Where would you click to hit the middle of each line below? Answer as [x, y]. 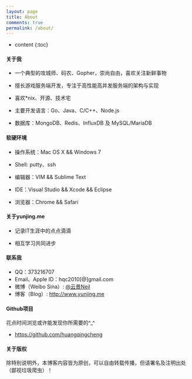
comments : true [25, 22]
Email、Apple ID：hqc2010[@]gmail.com [64, 280]
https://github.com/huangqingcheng [58, 335]
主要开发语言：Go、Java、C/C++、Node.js [67, 111]
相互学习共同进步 [35, 243]
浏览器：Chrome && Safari [46, 202]
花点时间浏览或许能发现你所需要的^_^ [50, 323]
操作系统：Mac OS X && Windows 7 [58, 152]
